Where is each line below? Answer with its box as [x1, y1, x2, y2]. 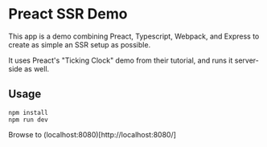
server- [234, 55, 259, 65]
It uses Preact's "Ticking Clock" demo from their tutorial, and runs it [8, 55, 233, 65]
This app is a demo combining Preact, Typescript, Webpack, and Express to [8, 31, 260, 41]
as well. [23, 63, 50, 73]
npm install [8, 108, 48, 116]
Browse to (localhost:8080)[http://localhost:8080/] [8, 129, 177, 139]
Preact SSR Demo [8, 5, 128, 23]
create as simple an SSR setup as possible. [8, 39, 151, 49]
